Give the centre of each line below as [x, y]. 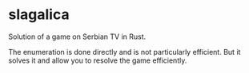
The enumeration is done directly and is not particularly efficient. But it [124, 52]
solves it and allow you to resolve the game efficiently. [98, 60]
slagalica [39, 15]
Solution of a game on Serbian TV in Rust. [77, 36]
